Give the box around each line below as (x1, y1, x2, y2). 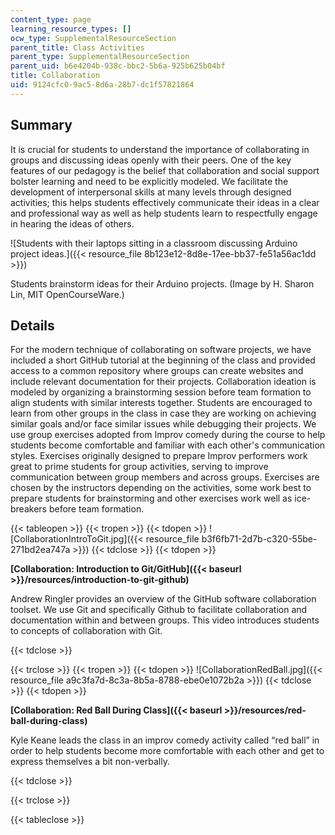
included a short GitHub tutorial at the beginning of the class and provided (10, 354, 316, 366)
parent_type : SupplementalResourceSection (10, 52, 190, 62)
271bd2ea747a (10, 544, 71, 556)
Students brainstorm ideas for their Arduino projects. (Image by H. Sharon (10, 277, 315, 290)
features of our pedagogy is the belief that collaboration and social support (10, 164, 320, 176)
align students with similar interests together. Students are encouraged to (10, 397, 313, 409)
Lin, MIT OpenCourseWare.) (10, 288, 125, 300)
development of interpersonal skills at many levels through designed (10, 186, 292, 198)
